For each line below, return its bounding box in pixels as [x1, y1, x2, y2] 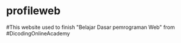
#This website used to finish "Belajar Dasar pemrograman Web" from [6, 24, 175, 31]
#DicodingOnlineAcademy [6, 29, 70, 37]
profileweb [6, 4, 61, 18]
